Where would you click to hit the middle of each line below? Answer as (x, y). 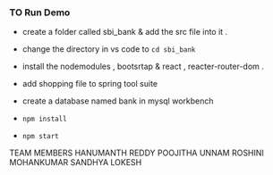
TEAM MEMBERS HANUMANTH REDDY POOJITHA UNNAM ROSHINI (136, 153)
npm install (44, 119)
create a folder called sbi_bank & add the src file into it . (125, 32)
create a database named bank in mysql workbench (118, 101)
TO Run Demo (40, 12)
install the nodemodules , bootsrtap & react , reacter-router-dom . (143, 67)
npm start (41, 137)
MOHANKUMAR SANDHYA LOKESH (76, 162)
